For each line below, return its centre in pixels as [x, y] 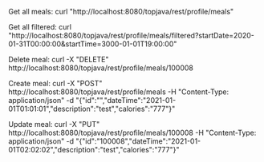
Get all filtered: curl [40, 27]
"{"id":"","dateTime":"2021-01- [126, 100]
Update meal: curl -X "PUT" [54, 124]
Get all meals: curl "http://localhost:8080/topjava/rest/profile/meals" [121, 12]
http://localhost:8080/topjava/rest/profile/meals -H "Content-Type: [119, 92]
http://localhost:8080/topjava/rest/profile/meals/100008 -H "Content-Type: [132, 132]
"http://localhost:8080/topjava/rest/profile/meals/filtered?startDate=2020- [132, 36]
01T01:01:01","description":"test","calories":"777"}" [92, 109]
